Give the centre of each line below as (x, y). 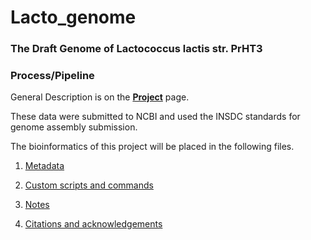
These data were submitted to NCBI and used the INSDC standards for (155, 117)
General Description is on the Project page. (100, 97)
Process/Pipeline (52, 76)
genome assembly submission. (74, 127)
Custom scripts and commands (89, 185)
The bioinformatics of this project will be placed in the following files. (152, 147)
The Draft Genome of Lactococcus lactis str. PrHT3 (136, 49)
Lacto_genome (73, 17)
